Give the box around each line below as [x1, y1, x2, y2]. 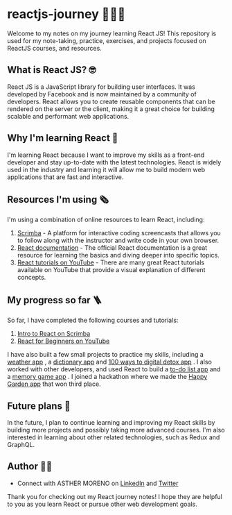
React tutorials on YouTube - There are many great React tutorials [17, 258, 205, 267]
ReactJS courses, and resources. [7, 44, 102, 52]
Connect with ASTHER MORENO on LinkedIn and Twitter [17, 479, 179, 487]
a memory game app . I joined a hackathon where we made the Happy [7, 373, 208, 381]
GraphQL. [7, 441, 35, 448]
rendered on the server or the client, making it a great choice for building [7, 104, 215, 113]
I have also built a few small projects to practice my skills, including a [7, 351, 204, 359]
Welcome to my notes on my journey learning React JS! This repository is [7, 29, 217, 37]
